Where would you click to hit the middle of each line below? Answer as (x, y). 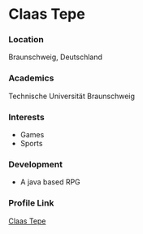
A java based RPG (50, 182)
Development (36, 165)
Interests (26, 117)
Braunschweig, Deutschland (56, 57)
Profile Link (31, 203)
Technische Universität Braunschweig (72, 96)
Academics (31, 78)
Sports (31, 144)
